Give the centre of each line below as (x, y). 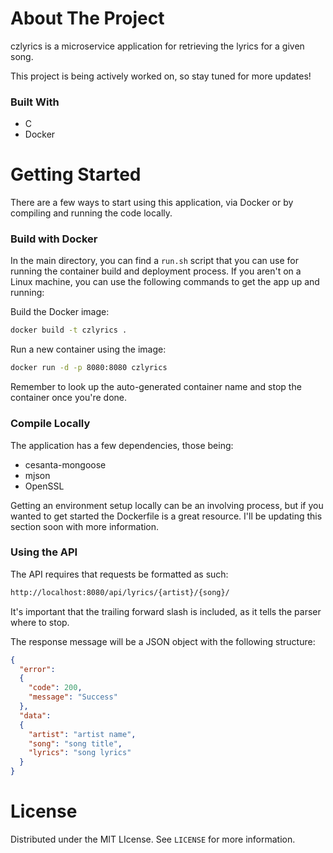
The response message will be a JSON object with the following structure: (163, 641)
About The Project (87, 18)
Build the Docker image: (60, 312)
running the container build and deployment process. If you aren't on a (156, 271)
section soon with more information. (85, 526)
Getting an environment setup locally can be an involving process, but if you (167, 505)
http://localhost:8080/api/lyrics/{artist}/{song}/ (120, 592)
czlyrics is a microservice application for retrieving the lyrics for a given (157, 46)
